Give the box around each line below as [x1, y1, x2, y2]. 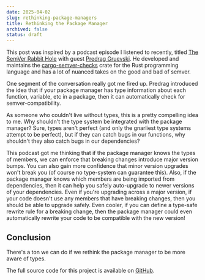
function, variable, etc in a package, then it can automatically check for [6, 93, 185, 100]
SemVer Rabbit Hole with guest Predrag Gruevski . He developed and [6, 55, 179, 62]
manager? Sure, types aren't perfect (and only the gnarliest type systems [6, 124, 192, 132]
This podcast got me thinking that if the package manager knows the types [6, 149, 196, 157]
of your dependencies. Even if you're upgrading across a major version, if [6, 188, 192, 196]
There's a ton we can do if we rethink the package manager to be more [6, 248, 185, 255]
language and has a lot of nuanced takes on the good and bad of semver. [6, 68, 191, 75]
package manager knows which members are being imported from [6, 175, 175, 183]
